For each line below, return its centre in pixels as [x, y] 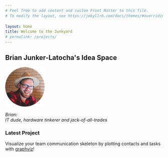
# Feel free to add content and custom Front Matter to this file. [77, 10]
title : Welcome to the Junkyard [39, 32]
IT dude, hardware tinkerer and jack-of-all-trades [56, 119]
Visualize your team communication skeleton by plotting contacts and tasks [83, 144]
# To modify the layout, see [35, 16]
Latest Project [22, 132]
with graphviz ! [20, 149]
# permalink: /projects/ [31, 37]
